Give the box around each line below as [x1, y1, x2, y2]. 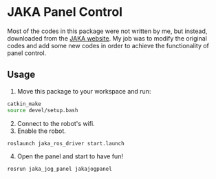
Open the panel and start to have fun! [17, 152, 124, 160]
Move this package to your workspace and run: [17, 87, 151, 95]
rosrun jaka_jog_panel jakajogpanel [7, 166, 112, 173]
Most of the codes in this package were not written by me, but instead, [7, 27, 208, 35]
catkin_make [7, 101, 41, 107]
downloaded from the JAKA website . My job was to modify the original [7, 34, 208, 42]
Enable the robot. [17, 127, 67, 135]
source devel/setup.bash [7, 107, 78, 114]
